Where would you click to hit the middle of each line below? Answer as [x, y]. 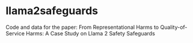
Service [15, 33]
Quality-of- [174, 27]
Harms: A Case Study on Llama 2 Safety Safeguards [90, 33]
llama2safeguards [52, 11]
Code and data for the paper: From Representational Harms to [82, 27]
